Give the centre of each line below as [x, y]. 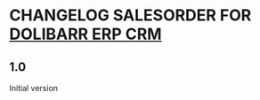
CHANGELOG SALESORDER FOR [130, 15]
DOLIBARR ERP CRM [85, 34]
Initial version [34, 88]
